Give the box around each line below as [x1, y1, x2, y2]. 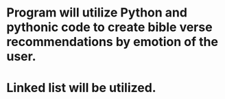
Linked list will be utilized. [6, 80, 156, 96]
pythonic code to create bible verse [6, 19, 213, 35]
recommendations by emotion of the [6, 34, 219, 49]
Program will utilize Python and [6, 5, 188, 21]
